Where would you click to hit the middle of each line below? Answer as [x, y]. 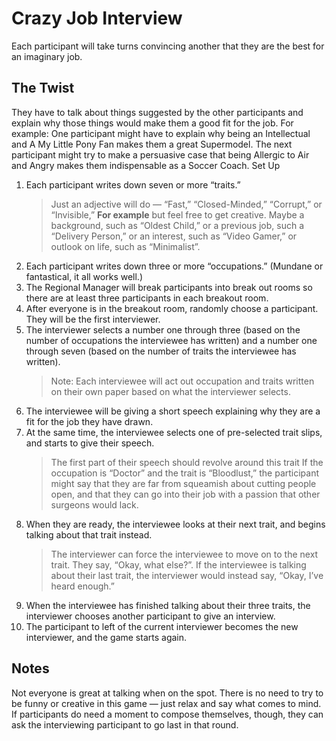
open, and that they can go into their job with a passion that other [185, 494]
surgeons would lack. [94, 504]
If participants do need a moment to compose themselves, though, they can [167, 714]
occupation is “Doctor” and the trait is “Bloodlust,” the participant [185, 473]
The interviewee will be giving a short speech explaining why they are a [173, 411]
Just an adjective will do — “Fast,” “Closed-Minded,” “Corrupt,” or [186, 204]
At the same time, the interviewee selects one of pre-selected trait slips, [174, 432]
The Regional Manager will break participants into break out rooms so [169, 287]
